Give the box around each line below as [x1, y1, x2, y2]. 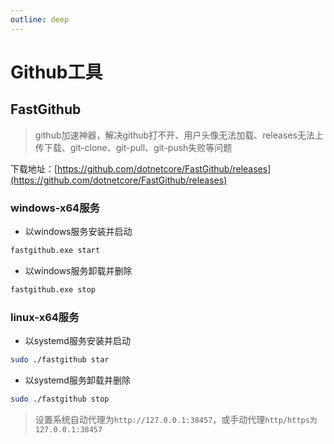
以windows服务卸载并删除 [24, 264, 133, 276]
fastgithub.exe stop [10, 284, 97, 295]
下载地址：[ [10, 162, 58, 175]
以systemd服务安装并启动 [24, 334, 131, 346]
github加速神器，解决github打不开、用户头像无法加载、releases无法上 [34, 129, 324, 141]
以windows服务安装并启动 [24, 225, 133, 237]
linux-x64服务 [10, 310, 80, 324]
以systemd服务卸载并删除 [24, 374, 131, 386]
